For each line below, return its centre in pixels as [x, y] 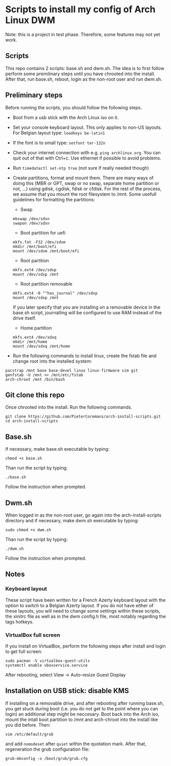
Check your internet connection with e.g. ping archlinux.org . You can [87, 152]
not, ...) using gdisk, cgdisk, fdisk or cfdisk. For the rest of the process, [87, 189]
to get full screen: [24, 651]
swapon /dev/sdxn [31, 223]
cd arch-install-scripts [32, 421]
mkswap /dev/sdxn [31, 219]
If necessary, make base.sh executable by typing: [57, 449]
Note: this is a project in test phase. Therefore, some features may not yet [83, 34]
